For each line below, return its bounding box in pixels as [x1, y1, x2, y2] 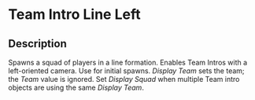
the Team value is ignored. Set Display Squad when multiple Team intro [8, 75, 240, 83]
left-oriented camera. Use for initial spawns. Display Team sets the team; [8, 66, 246, 76]
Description [8, 37, 67, 50]
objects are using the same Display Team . [8, 83, 144, 92]
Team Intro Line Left [8, 6, 141, 24]
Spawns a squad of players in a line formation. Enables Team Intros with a [8, 57, 248, 67]
